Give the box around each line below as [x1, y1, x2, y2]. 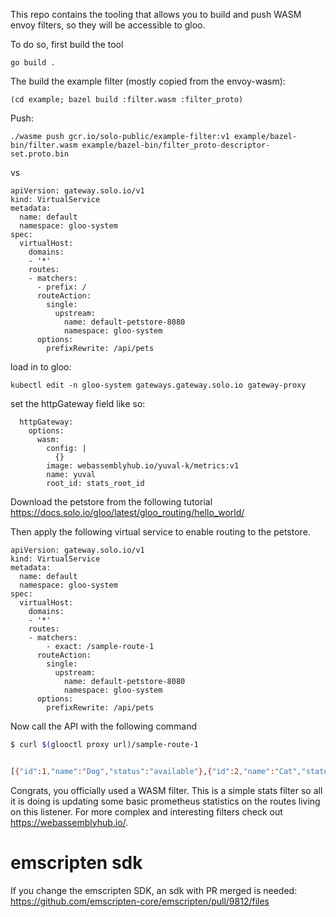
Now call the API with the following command [10, 720, 198, 732]
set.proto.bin [10, 149, 70, 159]
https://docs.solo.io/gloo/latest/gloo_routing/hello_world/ [10, 507, 245, 518]
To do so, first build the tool [10, 39, 124, 50]
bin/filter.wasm [10, 140, 78, 150]
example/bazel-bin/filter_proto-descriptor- [81, 140, 271, 150]
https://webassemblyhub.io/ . [10, 816, 129, 828]
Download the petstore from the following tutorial [10, 496, 213, 508]
